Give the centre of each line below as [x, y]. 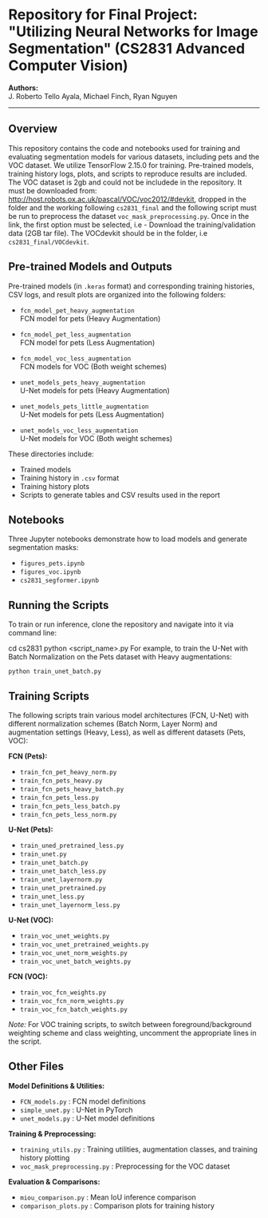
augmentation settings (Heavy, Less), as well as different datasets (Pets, [127, 732]
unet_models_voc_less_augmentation [79, 430]
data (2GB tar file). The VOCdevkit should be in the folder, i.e [108, 233]
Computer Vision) [69, 66]
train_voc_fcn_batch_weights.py [73, 1009]
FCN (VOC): [28, 976]
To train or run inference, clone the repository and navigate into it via [121, 624]
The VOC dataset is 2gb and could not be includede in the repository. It [125, 182]
